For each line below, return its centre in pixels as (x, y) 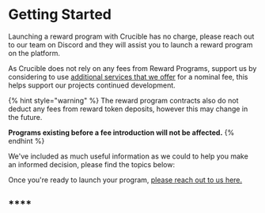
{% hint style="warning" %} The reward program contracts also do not (123, 100)
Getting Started (60, 15)
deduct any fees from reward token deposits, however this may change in (128, 109)
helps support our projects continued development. (92, 85)
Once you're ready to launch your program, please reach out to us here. (125, 180)
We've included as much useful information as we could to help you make (129, 156)
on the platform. (34, 53)
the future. (25, 117)
